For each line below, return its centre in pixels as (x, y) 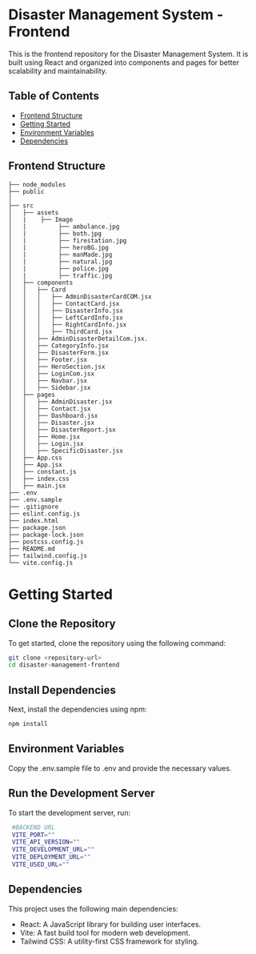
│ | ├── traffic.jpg (60, 275)
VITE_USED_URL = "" (40, 864)
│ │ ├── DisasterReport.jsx (62, 430)
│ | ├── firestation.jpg (68, 241)
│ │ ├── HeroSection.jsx (57, 367)
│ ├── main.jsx (37, 486)
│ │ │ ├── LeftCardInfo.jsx (66, 318)
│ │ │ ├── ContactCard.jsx (64, 303)
